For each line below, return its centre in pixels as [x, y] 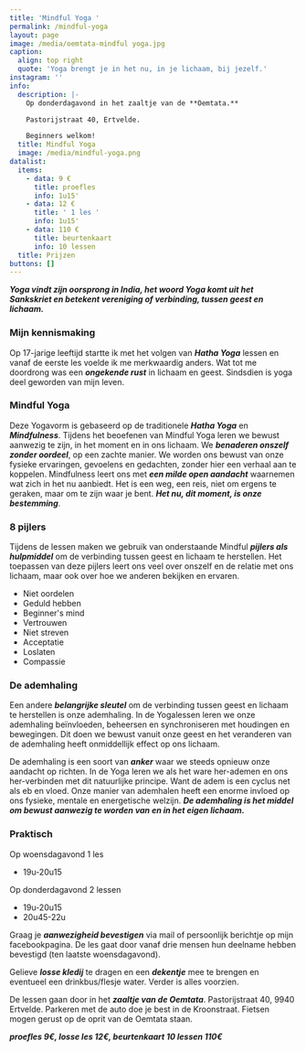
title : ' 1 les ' [67, 213]
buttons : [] [32, 263]
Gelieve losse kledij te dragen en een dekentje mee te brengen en [134, 971]
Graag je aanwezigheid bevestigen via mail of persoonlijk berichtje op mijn [152, 935]
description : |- [48, 94]
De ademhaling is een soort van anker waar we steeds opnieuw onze [140, 762]
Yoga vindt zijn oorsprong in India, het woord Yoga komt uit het [132, 290]
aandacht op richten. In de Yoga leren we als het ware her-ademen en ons [149, 772]
